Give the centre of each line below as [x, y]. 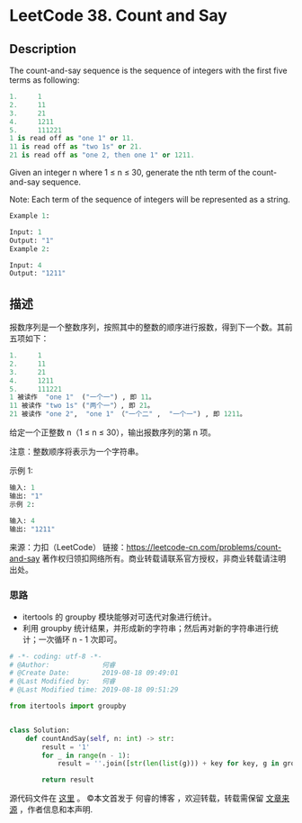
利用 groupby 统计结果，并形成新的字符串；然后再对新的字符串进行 [147, 628]
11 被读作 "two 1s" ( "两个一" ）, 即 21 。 [82, 406]
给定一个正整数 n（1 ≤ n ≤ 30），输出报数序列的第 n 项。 [113, 432]
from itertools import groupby [68, 706]
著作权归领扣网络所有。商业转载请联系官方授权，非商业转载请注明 [164, 558]
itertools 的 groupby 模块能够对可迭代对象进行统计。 [120, 617]
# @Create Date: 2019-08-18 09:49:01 [94, 673]
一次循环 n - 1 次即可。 [80, 639]
